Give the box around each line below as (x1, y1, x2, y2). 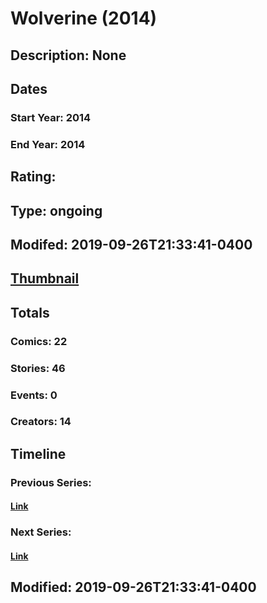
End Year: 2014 (10, 137, 86, 151)
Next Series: (10, 525, 72, 539)
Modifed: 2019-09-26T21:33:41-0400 (10, 236, 253, 253)
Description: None (10, 47, 127, 64)
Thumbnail (10, 270, 80, 287)
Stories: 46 (10, 361, 66, 375)
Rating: (10, 168, 57, 186)
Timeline (10, 445, 67, 462)
